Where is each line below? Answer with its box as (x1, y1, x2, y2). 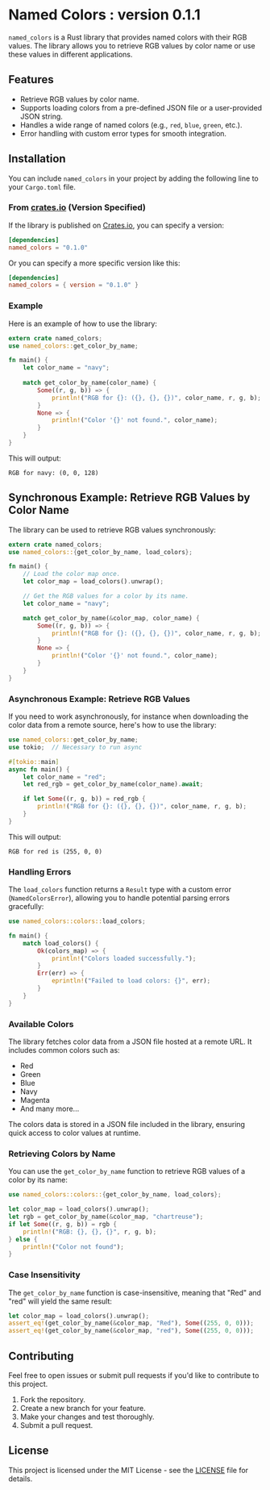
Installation (8, 152, 66, 166)
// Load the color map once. (23, 570, 121, 578)
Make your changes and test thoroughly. (19, 1412, 155, 1421)
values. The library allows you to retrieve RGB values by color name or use (8, 40, 255, 50)
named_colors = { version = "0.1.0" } (8, 281, 139, 290)
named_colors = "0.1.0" (8, 244, 89, 252)
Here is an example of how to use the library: (8, 319, 157, 328)
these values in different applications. (8, 49, 133, 59)
